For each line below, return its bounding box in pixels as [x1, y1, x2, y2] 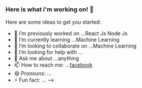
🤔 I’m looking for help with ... [13, 49, 83, 56]
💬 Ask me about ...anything [13, 55, 79, 62]
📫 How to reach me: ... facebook [13, 62, 93, 69]
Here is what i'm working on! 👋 [5, 5, 94, 13]
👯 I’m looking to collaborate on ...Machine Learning [13, 42, 137, 49]
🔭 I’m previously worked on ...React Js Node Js [13, 30, 128, 37]
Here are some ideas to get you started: [5, 19, 102, 26]
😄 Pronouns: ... [13, 70, 52, 77]
